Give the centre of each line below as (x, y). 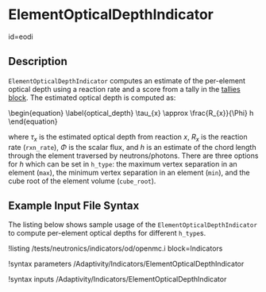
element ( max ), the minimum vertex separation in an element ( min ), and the (129, 172)
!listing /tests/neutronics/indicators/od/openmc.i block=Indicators (116, 248)
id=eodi (21, 36)
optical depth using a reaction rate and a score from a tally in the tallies (124, 89)
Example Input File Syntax (74, 205)
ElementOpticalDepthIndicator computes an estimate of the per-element (127, 80)
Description (38, 61)
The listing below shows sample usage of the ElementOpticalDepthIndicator (133, 225)
